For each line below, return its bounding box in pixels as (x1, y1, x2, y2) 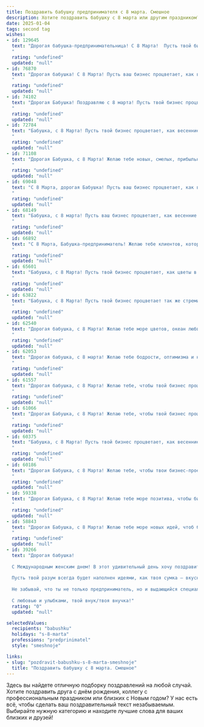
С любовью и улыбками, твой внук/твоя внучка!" (12, 597, 135, 603)
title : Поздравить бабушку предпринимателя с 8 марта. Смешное (6, 9, 170, 15)
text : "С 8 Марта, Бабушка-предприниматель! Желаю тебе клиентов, (12, 241, 183, 247)
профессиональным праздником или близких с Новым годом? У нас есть (6, 695, 198, 702)
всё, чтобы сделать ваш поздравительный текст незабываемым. (6, 701, 175, 708)
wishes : (6, 32, 26, 38)
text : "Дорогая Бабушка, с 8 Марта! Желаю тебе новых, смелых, (12, 156, 175, 162)
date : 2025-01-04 (6, 20, 50, 26)
